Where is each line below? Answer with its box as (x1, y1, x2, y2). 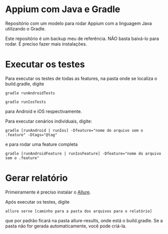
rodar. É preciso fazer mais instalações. (5, 41, 87, 47)
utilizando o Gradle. (5, 25, 46, 31)
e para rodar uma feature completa (5, 141, 78, 147)
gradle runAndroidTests (5, 90, 55, 96)
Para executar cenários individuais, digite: (5, 118, 92, 124)
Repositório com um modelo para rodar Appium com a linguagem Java (5, 20, 152, 26)
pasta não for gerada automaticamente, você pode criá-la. (5, 223, 127, 229)
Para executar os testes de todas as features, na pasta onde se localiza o (5, 75, 157, 82)
